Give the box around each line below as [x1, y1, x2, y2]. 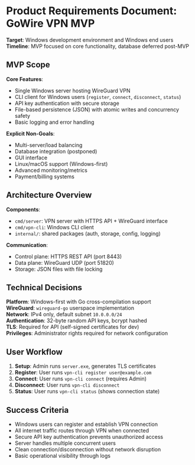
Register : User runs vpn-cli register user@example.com [14, 369, 152, 376]
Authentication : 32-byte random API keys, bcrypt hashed [6, 317, 148, 324]
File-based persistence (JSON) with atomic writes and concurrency [14, 105, 179, 113]
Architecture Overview [6, 190, 92, 200]
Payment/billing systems [14, 173, 75, 180]
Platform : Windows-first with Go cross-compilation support [6, 298, 152, 306]
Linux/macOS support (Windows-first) [14, 160, 108, 167]
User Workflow [6, 347, 63, 357]
